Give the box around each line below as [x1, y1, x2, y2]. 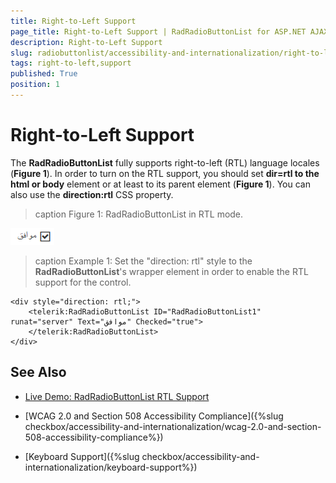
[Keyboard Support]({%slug [24, 450, 140, 462]
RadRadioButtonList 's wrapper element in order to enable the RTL [34, 265, 309, 277]
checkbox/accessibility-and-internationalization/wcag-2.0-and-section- [24, 420, 322, 432]
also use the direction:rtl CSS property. [10, 188, 174, 200]
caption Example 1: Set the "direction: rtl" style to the [34, 255, 253, 267]
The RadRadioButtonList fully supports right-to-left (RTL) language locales [10, 156, 320, 169]
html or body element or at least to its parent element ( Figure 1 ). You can [10, 178, 311, 190]
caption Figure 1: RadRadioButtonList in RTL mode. [34, 208, 244, 220]
